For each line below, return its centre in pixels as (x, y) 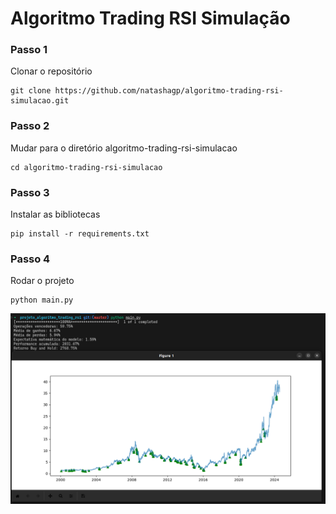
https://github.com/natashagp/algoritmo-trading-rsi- (169, 91)
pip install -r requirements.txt (80, 234)
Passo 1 (29, 50)
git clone (31, 91)
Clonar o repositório (51, 71)
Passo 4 (30, 259)
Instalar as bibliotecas (55, 214)
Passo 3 (30, 192)
